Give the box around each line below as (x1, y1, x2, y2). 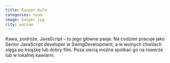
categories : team (5, 12, 43, 17)
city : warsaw (5, 22, 33, 27)
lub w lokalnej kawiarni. (5, 52, 55, 58)
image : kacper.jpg (5, 17, 45, 22)
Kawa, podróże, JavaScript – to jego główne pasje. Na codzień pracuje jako (5, 36, 165, 42)
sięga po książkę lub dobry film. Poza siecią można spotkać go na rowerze (5, 47, 163, 53)
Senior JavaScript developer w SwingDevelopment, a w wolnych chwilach (5, 41, 162, 48)
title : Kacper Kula (5, 7, 47, 13)
